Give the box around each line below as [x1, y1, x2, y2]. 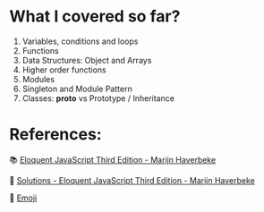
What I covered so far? [9, 6, 181, 27]
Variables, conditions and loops [21, 36, 139, 47]
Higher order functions [21, 64, 106, 75]
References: [9, 124, 102, 145]
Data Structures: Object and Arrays [21, 55, 152, 65]
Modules [21, 73, 55, 84]
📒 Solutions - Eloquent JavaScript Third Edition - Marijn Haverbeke [9, 174, 255, 185]
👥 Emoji [9, 192, 38, 203]
